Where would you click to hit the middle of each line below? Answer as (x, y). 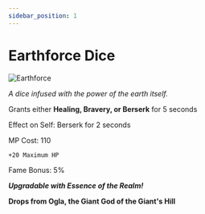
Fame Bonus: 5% (37, 170)
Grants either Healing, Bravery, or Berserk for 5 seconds (103, 109)
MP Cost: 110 (30, 140)
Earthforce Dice (62, 55)
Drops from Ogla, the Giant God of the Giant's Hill (92, 201)
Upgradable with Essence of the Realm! (76, 185)
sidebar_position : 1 (43, 16)
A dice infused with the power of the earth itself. (88, 93)
